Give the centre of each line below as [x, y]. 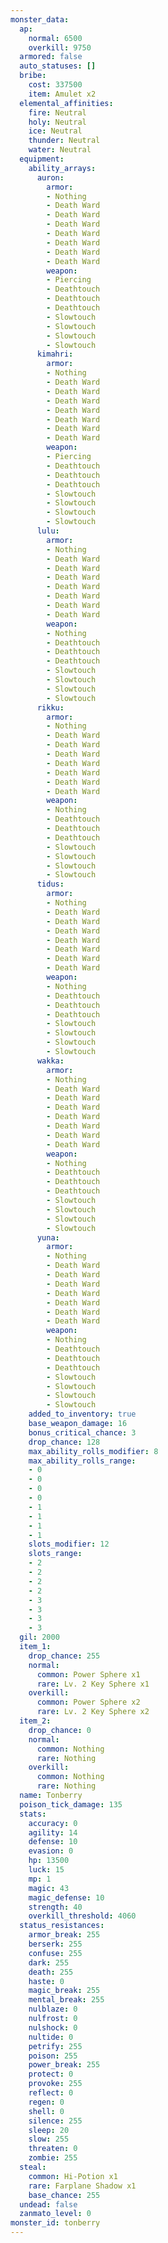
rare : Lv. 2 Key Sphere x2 [93, 1712]
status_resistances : [62, 1926]
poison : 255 [53, 2056]
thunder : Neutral [64, 141]
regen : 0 [46, 2102]
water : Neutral [60, 150]
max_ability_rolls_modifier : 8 [93, 1451]
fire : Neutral [57, 112]
